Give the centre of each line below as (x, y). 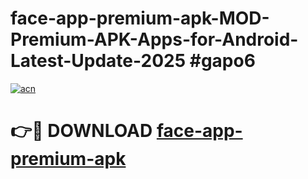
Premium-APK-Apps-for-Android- (154, 39)
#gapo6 (222, 61)
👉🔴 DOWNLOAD (81, 131)
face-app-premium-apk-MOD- (140, 18)
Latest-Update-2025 (98, 61)
